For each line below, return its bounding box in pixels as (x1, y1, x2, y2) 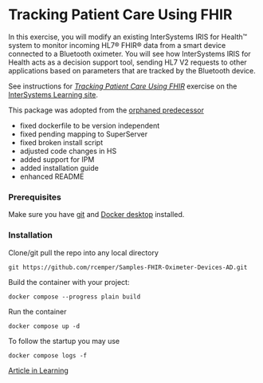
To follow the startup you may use (8, 336, 120, 345)
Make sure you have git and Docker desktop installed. (8, 210, 185, 219)
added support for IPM (19, 154, 95, 164)
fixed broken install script (19, 137, 104, 147)
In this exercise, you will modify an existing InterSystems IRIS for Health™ (8, 32, 248, 41)
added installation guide (19, 163, 100, 172)
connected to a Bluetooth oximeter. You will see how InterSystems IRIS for (8, 49, 251, 58)
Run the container (8, 306, 67, 316)
